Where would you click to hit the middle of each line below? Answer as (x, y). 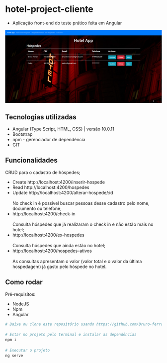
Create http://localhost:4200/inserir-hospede (59, 182)
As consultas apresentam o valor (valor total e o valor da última (77, 261)
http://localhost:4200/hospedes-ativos (52, 251)
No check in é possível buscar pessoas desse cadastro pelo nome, (81, 203)
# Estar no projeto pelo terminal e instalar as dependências (71, 335)
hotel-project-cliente (49, 9)
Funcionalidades (32, 160)
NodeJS (21, 304)
